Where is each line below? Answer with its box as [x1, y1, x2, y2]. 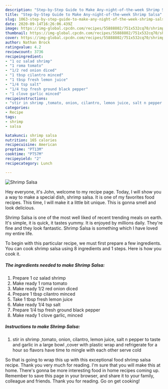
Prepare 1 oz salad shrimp [12, 275, 66, 281]
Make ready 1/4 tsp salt [12, 301, 61, 307]
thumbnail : [5, 31, 28, 36]
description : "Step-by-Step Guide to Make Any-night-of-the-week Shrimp [5, 7, 160, 13]
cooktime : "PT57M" [5, 151, 43, 157]
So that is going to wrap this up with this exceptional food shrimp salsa [5, 356, 151, 362]
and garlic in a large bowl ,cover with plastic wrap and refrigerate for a [12, 341, 157, 347]
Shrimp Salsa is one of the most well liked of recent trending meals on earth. [5, 214, 162, 221]
